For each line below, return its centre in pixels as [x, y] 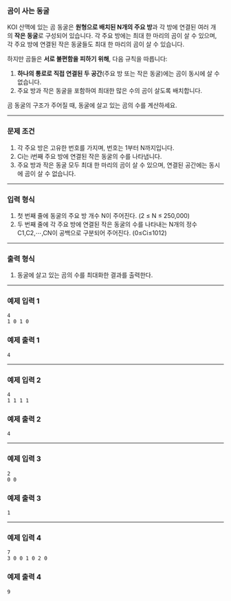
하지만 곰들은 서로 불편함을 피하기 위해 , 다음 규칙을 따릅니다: [87, 59]
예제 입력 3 [24, 459]
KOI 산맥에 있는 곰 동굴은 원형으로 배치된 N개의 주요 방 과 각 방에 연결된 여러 [108, 27]
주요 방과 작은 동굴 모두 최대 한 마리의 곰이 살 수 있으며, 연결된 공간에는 [112, 165]
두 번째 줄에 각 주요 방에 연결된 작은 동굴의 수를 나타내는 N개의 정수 [107, 224]
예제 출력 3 [24, 498]
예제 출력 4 [24, 577]
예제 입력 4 [24, 538]
